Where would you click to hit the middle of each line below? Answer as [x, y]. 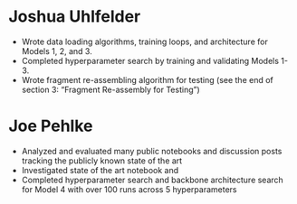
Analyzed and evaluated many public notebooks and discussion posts [152, 151]
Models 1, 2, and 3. [57, 51]
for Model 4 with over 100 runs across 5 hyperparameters [129, 189]
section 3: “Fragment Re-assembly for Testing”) [110, 89]
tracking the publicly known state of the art [102, 161]
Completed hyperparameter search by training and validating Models [150, 60]
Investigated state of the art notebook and [100, 170]
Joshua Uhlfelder [75, 17]
